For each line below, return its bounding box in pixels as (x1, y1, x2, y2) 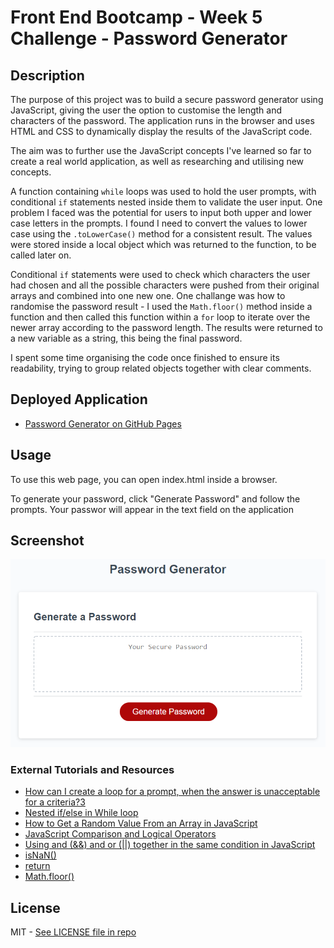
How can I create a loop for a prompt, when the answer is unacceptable (24, 786, 321, 798)
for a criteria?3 (24, 796, 86, 808)
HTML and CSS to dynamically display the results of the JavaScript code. (10, 126, 313, 137)
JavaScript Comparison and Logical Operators (24, 828, 217, 840)
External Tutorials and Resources (10, 762, 175, 776)
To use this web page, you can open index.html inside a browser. (10, 473, 278, 485)
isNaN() (24, 849, 57, 861)
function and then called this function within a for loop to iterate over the (10, 311, 311, 323)
